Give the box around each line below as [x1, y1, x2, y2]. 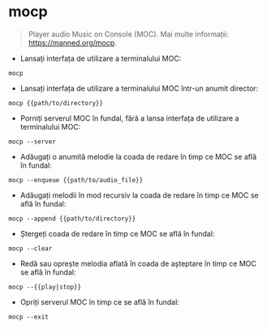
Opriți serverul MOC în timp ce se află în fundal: [19, 297, 180, 306]
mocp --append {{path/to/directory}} [8, 214, 136, 223]
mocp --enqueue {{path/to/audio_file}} [8, 176, 144, 184]
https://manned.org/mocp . [28, 37, 118, 47]
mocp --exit [8, 313, 49, 321]
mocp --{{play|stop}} [8, 283, 82, 291]
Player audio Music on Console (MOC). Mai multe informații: [28, 29, 229, 39]
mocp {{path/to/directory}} [8, 99, 104, 107]
